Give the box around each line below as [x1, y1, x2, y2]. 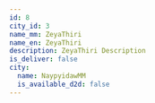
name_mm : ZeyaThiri [9, 30, 82, 39]
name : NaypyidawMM [17, 72, 87, 81]
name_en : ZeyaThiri [9, 38, 82, 47]
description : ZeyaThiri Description [9, 47, 146, 56]
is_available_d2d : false [17, 80, 110, 89]
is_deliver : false [9, 55, 78, 64]
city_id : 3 [9, 21, 50, 30]
